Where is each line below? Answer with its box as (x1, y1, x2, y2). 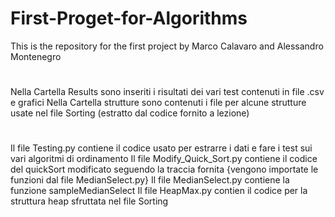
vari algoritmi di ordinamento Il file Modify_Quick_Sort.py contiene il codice (10, 153, 318, 165)
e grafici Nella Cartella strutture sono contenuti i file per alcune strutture (10, 97, 307, 109)
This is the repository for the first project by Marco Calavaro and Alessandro (10, 40, 324, 52)
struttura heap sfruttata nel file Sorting (10, 195, 169, 207)
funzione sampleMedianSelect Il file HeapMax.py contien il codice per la (10, 185, 308, 197)
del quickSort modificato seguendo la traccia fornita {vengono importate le (10, 163, 319, 176)
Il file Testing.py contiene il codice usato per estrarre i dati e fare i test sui (10, 142, 313, 154)
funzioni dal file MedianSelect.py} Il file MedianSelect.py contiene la (10, 174, 290, 186)
